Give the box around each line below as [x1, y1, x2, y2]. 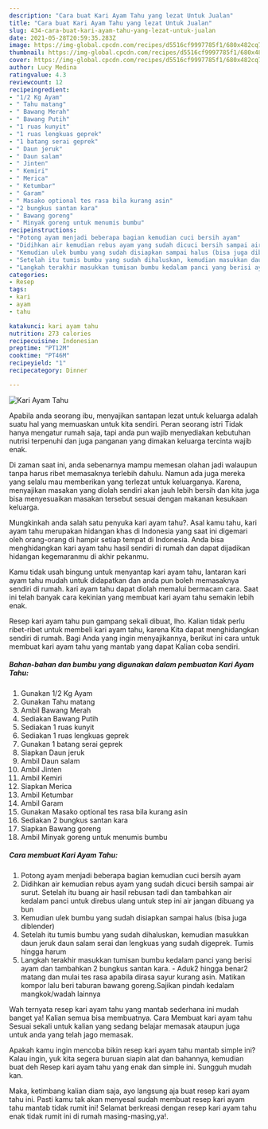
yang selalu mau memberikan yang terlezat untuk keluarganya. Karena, [9, 477, 242, 486]
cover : [9, 57, 31, 64]
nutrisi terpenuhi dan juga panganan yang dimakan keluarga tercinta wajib [9, 436, 252, 446]
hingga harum [20, 947, 67, 956]
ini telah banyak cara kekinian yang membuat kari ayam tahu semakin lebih [9, 592, 254, 602]
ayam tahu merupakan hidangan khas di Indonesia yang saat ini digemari [9, 526, 248, 536]
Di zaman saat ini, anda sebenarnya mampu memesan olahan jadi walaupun [9, 459, 258, 470]
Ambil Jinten [20, 764, 62, 774]
